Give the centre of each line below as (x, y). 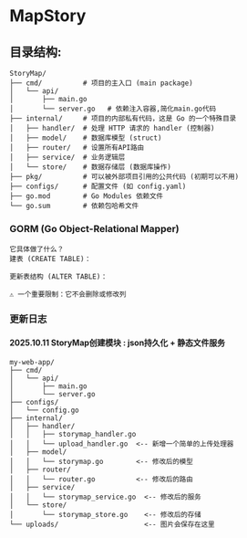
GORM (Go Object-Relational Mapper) (94, 228)
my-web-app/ (32, 363)
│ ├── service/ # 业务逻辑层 (67, 157)
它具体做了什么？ (37, 249)
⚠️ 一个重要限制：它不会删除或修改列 (68, 295)
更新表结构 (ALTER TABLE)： (58, 277)
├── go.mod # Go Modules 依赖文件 (87, 196)
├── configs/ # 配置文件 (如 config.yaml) (98, 186)
